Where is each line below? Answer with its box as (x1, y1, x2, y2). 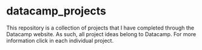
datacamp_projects (6, 4, 107, 18)
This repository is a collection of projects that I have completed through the (6, 24, 195, 31)
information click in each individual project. (6, 37, 114, 44)
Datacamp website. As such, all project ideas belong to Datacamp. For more (6, 30, 197, 37)
